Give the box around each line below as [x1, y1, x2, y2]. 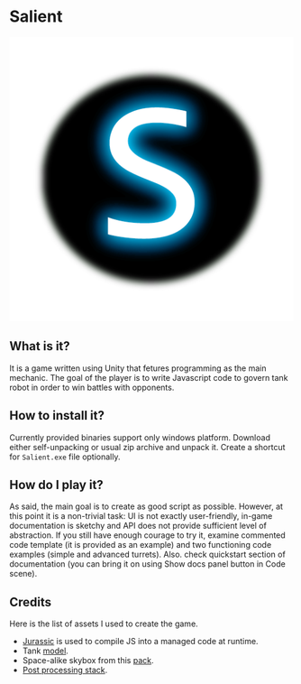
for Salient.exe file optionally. [9, 451, 121, 462]
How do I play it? [9, 476, 104, 493]
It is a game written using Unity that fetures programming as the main [9, 363, 267, 374]
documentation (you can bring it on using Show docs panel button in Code [9, 559, 286, 569]
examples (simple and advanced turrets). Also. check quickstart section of [9, 549, 286, 560]
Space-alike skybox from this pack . [22, 655, 155, 666]
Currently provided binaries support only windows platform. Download [9, 431, 270, 443]
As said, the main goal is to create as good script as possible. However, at [9, 501, 284, 512]
